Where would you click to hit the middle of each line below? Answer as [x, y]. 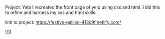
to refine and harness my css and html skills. [51, 12]
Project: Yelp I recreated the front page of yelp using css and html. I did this [83, 7]
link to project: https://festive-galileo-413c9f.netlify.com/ [63, 22]
